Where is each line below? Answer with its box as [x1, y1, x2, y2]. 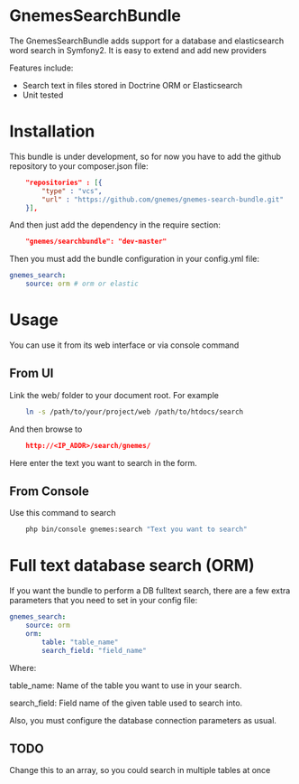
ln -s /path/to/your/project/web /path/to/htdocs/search [25, 407, 244, 416]
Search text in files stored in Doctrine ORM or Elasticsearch [22, 79, 243, 90]
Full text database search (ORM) [9, 555, 255, 576]
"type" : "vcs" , [41, 186, 103, 195]
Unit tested [22, 89, 64, 100]
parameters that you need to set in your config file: [9, 595, 198, 606]
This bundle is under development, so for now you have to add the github [9, 151, 282, 162]
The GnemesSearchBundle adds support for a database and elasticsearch [9, 35, 285, 46]
